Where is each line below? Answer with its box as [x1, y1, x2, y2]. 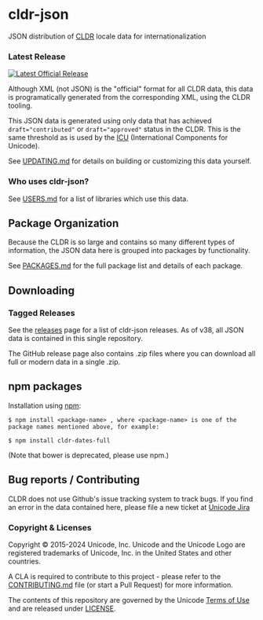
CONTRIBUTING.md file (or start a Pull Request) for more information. [8, 580, 234, 589]
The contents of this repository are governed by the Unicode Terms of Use [8, 595, 250, 604]
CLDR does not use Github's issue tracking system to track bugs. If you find [8, 493, 254, 504]
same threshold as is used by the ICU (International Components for [8, 133, 228, 142]
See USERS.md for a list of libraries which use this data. [8, 194, 188, 204]
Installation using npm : [8, 401, 82, 410]
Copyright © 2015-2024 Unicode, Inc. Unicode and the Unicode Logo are [8, 540, 246, 549]
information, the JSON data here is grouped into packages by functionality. [8, 246, 250, 255]
